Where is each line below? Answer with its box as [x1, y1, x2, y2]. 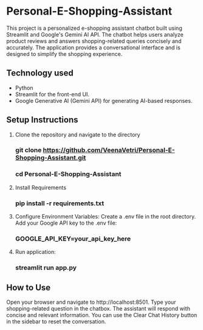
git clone [15, 146, 42, 155]
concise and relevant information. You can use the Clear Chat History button [6, 312, 198, 319]
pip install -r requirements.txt [15, 199, 105, 208]
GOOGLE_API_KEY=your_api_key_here [15, 234, 131, 243]
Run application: [15, 248, 56, 256]
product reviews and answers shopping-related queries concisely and [6, 37, 182, 44]
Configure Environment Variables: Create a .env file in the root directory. [15, 213, 196, 220]
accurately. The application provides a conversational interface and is [6, 44, 181, 51]
